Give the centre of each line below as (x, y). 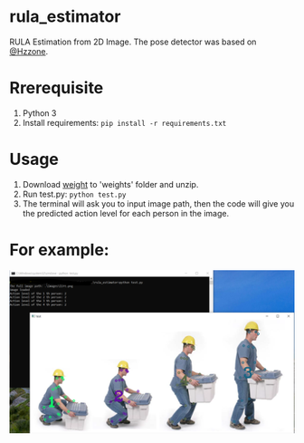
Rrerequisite (57, 88)
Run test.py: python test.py (74, 194)
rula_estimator (65, 17)
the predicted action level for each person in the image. (126, 213)
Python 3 (39, 113)
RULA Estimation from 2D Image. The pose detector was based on (133, 42)
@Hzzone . (29, 51)
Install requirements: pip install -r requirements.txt (124, 122)
